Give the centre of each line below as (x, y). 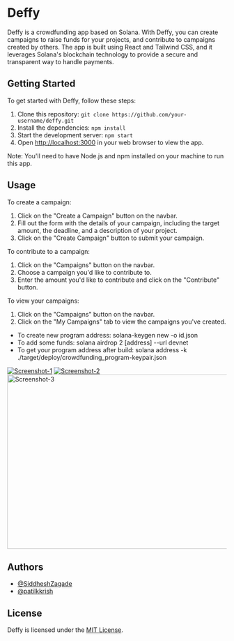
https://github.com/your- (149, 114)
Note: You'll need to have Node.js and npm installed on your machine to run (116, 156)
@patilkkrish (35, 591)
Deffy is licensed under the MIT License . (65, 630)
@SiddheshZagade (45, 584)
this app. (20, 163)
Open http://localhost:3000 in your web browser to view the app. (110, 142)
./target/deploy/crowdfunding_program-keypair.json (92, 357)
